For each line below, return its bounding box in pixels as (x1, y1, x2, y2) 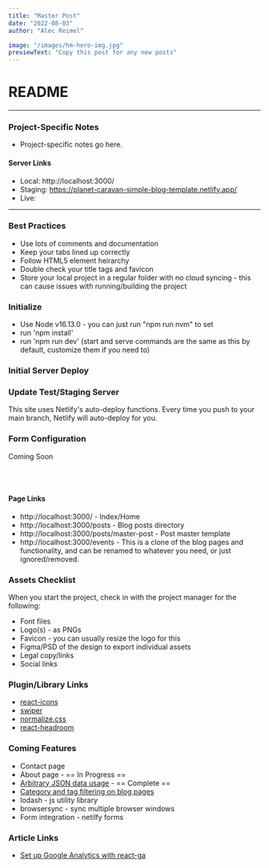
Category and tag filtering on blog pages (19, 786, 155, 796)
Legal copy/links (19, 651, 74, 660)
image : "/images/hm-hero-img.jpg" (8, 41, 124, 49)
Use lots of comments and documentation (19, 238, 159, 248)
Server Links (8, 158, 52, 168)
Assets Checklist (8, 574, 76, 585)
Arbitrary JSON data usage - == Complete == (19, 778, 171, 788)
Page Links (8, 494, 46, 503)
